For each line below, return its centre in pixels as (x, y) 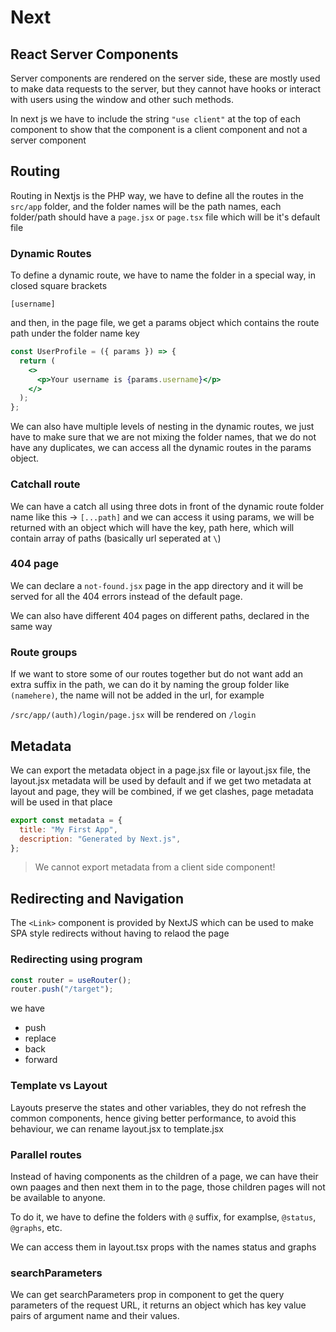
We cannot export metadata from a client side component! (155, 867)
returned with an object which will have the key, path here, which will (152, 527)
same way (31, 626)
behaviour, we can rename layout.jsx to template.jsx (117, 1128)
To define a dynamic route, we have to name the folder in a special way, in (163, 275)
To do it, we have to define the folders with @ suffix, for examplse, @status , (163, 1217)
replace (40, 1038)
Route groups (44, 652)
